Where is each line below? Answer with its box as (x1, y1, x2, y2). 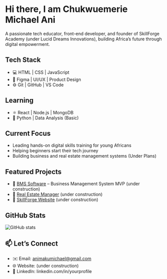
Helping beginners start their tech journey (12, 148, 99, 154)
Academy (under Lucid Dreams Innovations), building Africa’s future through (5, 36, 162, 42)
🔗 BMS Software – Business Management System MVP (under (12, 181, 140, 187)
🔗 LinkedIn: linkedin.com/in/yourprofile (12, 268, 92, 274)
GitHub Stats (5, 211, 46, 220)
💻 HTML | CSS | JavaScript (12, 69, 70, 75)
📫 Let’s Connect (5, 240, 58, 248)
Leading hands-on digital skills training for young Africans (12, 142, 132, 148)
